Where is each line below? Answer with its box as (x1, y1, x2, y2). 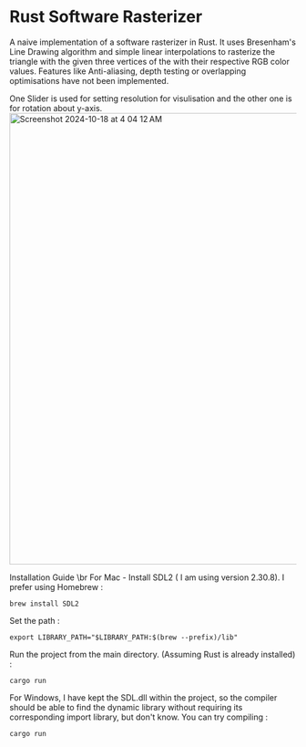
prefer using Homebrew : (9, 581, 103, 592)
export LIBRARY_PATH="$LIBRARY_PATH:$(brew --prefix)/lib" (9, 632, 239, 642)
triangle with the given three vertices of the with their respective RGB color (9, 56, 290, 67)
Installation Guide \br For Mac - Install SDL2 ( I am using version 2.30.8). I (9, 572, 285, 583)
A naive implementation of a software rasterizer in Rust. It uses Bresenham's (9, 36, 296, 47)
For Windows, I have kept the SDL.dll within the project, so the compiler (9, 691, 278, 703)
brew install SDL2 (9, 599, 79, 608)
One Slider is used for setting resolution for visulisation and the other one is (9, 93, 293, 104)
